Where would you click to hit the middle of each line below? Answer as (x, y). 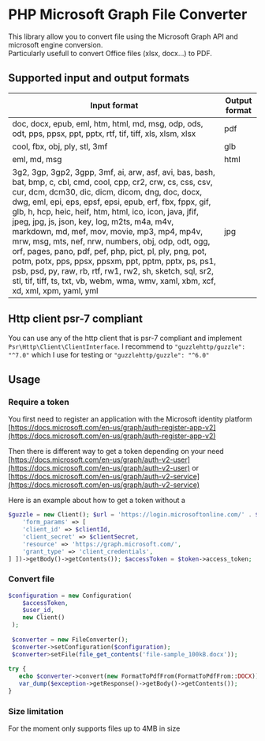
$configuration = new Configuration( (70, 595)
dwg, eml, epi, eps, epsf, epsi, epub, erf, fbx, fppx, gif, (112, 202)
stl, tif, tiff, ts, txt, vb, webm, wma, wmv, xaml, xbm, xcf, (114, 281)
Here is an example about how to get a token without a (97, 501)
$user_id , (39, 611)
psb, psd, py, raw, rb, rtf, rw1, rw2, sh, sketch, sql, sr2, (113, 270)
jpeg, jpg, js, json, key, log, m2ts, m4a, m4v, (93, 221)
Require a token (39, 402)
